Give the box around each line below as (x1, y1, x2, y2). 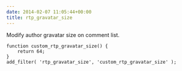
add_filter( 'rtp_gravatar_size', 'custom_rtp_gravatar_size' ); (6, 59, 176, 65)
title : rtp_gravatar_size (6, 15, 72, 21)
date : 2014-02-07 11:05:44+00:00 (6, 8, 92, 15)
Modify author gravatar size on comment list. (6, 31, 120, 38)
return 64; (17, 48, 45, 55)
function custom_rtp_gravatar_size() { (6, 43, 108, 49)
